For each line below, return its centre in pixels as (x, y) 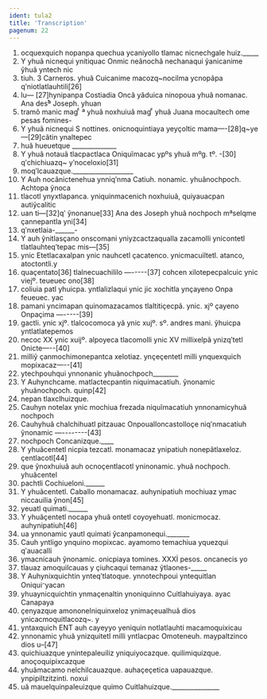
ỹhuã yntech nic (47, 70)
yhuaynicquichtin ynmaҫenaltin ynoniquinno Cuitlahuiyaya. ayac (126, 594)
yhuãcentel (39, 475)
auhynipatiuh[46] (49, 526)
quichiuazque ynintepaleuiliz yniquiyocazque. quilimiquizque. (121, 653)
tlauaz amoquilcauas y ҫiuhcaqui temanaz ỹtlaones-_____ (114, 568)
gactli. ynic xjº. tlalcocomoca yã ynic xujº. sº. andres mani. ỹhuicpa (131, 323)
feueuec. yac (42, 298)
